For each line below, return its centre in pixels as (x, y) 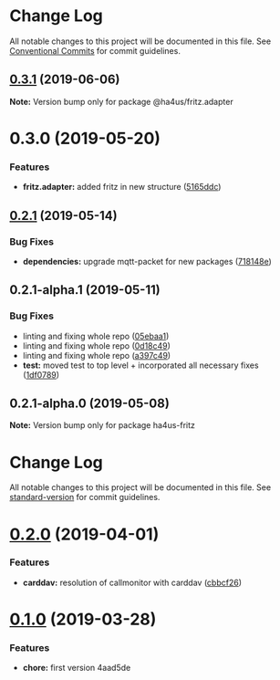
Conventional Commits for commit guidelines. (95, 50)
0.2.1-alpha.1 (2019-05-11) (85, 290)
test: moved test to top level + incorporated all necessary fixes (140, 365)
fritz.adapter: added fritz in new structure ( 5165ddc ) (122, 187)
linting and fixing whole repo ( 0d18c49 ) (97, 345)
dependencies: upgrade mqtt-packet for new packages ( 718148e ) (147, 261)
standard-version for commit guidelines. (85, 497)
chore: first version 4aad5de (77, 668)
